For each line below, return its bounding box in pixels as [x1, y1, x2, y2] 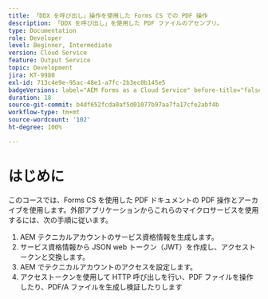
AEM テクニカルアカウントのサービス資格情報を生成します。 [19, 232, 219, 241]
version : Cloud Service [8, 49, 88, 57]
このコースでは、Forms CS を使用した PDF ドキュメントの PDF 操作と [8, 195, 238, 205]
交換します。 [47, 252, 90, 261]
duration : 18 [8, 94, 52, 102]
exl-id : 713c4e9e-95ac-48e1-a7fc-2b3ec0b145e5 [8, 78, 166, 86]
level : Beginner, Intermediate [8, 42, 112, 50]
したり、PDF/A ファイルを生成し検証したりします [19, 281, 183, 292]
